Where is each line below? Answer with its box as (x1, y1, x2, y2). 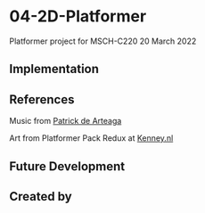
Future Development (9, 159, 126, 174)
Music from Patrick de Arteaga (9, 116, 122, 127)
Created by (9, 189, 73, 204)
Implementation (9, 61, 100, 77)
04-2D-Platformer (9, 6, 147, 27)
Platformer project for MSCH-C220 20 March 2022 (9, 36, 197, 46)
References (9, 92, 75, 107)
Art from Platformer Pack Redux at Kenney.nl (9, 133, 174, 143)
